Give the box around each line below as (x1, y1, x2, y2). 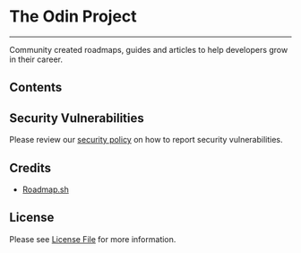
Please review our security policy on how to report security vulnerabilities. (9, 135, 283, 145)
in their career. (9, 54, 64, 65)
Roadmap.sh (21, 184, 69, 195)
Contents (9, 80, 63, 95)
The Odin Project (9, 6, 137, 27)
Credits (9, 160, 52, 176)
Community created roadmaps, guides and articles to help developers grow (9, 44, 288, 55)
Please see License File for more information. (9, 233, 176, 244)
